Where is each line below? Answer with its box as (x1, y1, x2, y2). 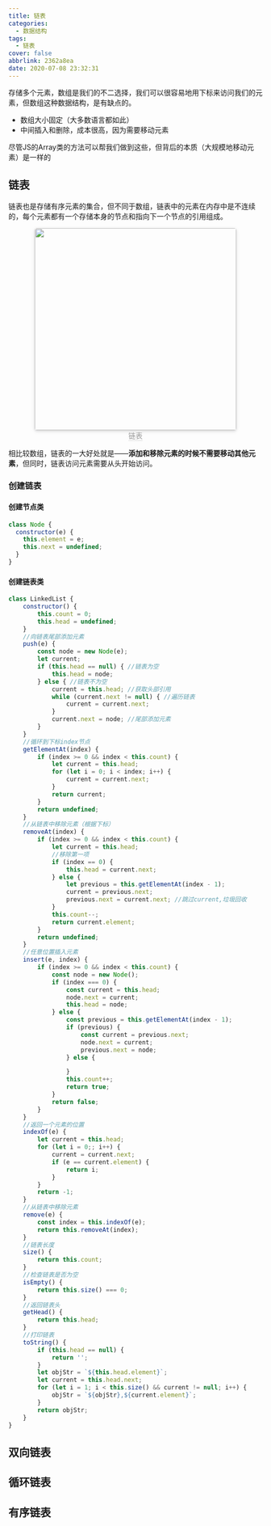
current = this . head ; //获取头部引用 (51, 685, 171, 693)
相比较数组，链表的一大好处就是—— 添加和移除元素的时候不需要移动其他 (8, 448, 248, 457)
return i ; (65, 1166, 99, 1174)
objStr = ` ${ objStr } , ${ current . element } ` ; (51, 1391, 197, 1399)
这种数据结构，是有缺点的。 (43, 98, 135, 107)
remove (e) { (23, 1211, 63, 1219)
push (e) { (23, 640, 56, 648)
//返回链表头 (23, 1300, 60, 1309)
